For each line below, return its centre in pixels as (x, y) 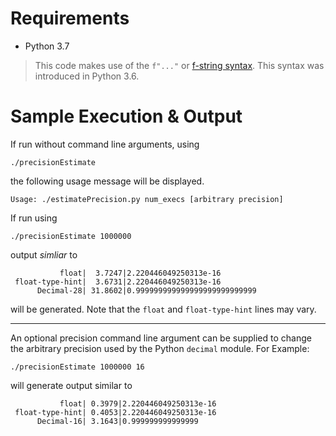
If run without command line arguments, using (105, 144)
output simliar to (44, 254)
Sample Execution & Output (126, 116)
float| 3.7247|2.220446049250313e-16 (140, 273)
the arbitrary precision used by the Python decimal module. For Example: (160, 348)
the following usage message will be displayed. (107, 181)
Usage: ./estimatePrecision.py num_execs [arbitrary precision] (147, 199)
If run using (34, 218)
